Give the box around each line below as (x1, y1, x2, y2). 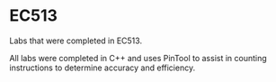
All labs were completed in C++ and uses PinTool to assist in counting (9, 52, 267, 63)
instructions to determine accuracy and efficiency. (9, 62, 196, 73)
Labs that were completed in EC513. (9, 35, 142, 46)
